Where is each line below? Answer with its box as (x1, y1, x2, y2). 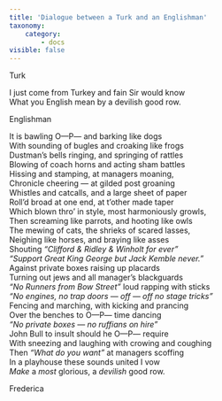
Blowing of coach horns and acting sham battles (9, 159, 186, 170)
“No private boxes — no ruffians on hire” (9, 320, 158, 330)
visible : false (9, 46, 65, 55)
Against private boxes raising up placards (9, 263, 161, 274)
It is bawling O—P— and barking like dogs (9, 131, 163, 142)
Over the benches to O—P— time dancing (9, 310, 162, 320)
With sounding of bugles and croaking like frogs (9, 141, 184, 151)
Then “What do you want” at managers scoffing (9, 347, 184, 359)
